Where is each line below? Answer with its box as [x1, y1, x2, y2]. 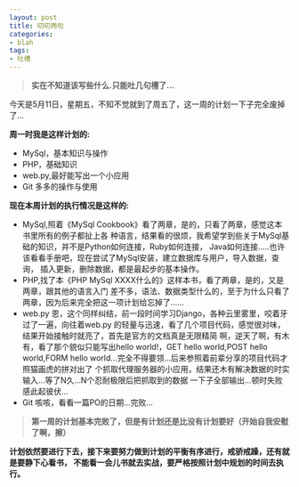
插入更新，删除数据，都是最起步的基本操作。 [39, 264, 205, 274]
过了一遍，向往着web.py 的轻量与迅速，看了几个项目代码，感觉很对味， [21, 320, 286, 329]
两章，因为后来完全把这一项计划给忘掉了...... [21, 297, 184, 307]
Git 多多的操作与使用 [21, 182, 98, 191]
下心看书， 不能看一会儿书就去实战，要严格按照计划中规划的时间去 [32, 458, 277, 467]
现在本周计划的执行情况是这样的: [9, 200, 129, 210]
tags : [9, 46, 29, 55]
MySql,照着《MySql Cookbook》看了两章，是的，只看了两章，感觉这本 [21, 219, 283, 230]
